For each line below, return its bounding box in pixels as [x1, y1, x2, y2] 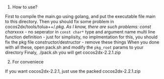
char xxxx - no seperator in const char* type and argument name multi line [5, 29, 156, 34]
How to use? [12, 4, 38, 10]
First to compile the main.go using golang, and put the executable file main [5, 14, 156, 19]
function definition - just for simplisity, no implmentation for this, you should [5, 34, 158, 40]
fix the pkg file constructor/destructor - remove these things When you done [5, 39, 160, 45]
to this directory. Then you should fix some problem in [5, 19, 114, 24]
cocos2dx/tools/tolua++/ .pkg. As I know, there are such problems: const [5, 24, 151, 30]
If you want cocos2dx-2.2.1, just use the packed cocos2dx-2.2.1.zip [5, 68, 141, 74]
